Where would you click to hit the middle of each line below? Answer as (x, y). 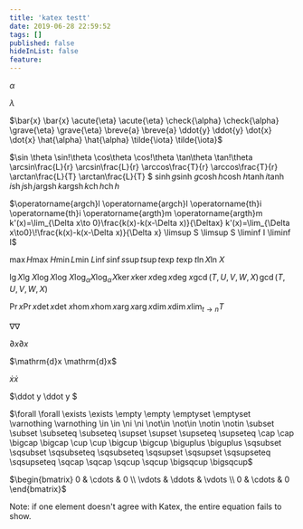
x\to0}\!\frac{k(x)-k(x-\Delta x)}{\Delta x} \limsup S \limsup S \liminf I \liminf (150, 232)
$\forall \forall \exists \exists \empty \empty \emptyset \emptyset (130, 413)
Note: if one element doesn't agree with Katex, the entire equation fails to (146, 506)
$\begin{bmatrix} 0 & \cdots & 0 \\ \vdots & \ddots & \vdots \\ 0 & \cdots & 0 (150, 479)
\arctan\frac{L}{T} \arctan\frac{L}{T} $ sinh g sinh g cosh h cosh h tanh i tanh (147, 176)
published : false (42, 43)
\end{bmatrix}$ (38, 488)
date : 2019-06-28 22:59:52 (60, 26)
